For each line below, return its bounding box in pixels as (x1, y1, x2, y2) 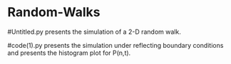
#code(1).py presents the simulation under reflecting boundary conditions (7, 41, 224, 49)
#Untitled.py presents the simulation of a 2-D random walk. (7, 27, 182, 36)
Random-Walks (7, 4, 101, 20)
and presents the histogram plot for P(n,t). (7, 49, 131, 57)
